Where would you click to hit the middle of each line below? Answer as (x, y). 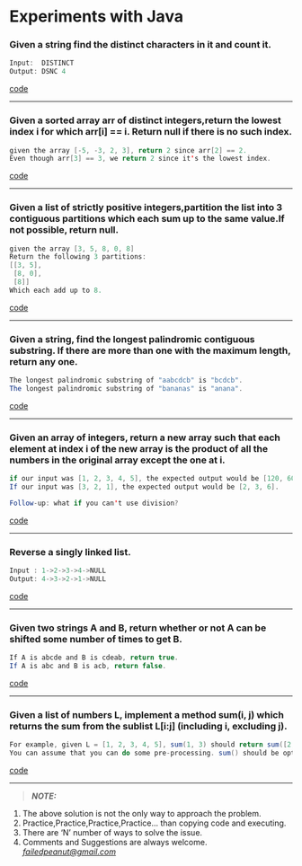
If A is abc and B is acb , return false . (88, 667)
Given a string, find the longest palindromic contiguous (132, 339)
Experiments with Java (97, 17)
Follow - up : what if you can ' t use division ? (94, 503)
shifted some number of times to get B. (96, 639)
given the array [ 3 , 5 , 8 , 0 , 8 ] (72, 249)
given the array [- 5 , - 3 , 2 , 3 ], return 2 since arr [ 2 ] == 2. (128, 150)
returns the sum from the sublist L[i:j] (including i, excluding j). (148, 726)
